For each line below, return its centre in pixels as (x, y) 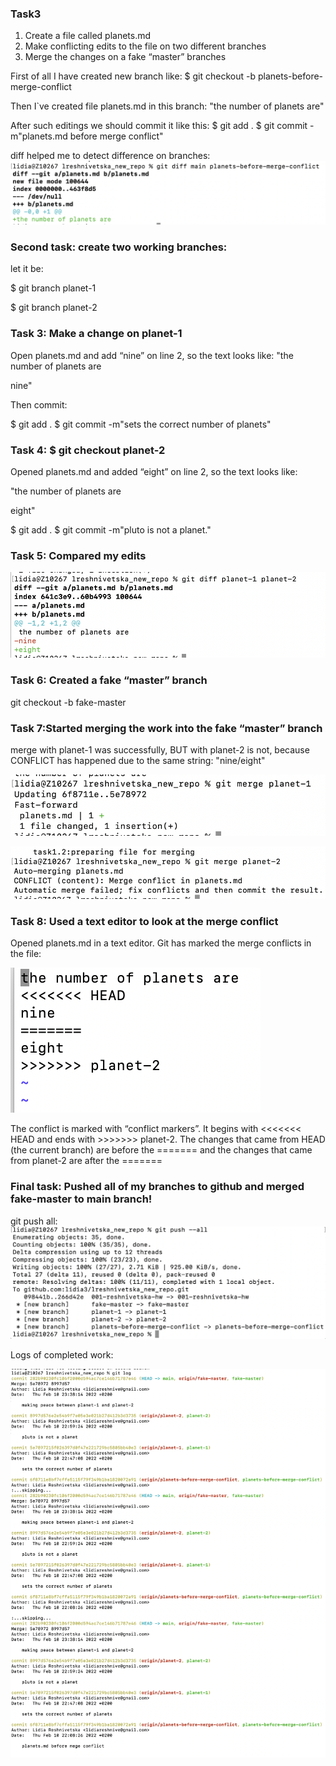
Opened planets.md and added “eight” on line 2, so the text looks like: (154, 472)
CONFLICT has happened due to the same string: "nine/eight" (138, 761)
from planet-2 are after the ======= (86, 1161)
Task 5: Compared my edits (78, 555)
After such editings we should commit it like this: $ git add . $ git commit (159, 126)
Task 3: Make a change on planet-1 (96, 334)
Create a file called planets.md (88, 36)
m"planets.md (39, 136)
